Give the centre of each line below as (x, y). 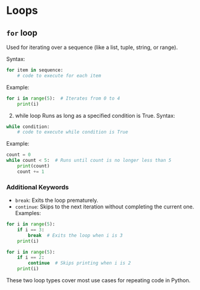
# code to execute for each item (59, 76)
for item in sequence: (35, 70)
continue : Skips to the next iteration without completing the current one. (105, 207)
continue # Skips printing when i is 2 (79, 263)
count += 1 (31, 172)
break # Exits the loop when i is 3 (75, 235)
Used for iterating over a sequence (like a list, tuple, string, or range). (92, 47)
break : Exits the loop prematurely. (56, 201)
